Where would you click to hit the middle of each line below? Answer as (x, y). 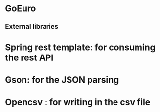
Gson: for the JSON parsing (62, 80)
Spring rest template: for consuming (80, 47)
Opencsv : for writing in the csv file (78, 102)
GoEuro (21, 9)
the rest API (29, 58)
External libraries (32, 27)
